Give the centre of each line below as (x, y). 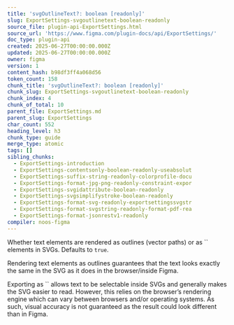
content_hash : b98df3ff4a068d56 (54, 72)
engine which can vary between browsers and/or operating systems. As (111, 299)
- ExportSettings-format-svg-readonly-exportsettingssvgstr (103, 203)
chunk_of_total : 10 (36, 105)
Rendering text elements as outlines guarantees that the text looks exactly (114, 263)
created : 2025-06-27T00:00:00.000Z (59, 46)
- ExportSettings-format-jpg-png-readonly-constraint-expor (103, 183)
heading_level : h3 (34, 131)
